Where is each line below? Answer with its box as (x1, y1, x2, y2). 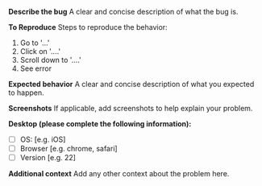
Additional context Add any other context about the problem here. (8, 169, 230, 179)
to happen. (8, 88, 44, 97)
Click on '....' (19, 47, 61, 56)
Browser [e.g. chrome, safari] (19, 144, 119, 154)
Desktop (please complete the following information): (8, 119, 192, 128)
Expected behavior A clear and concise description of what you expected (8, 80, 255, 89)
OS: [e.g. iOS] (19, 134, 66, 144)
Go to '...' (19, 38, 50, 48)
